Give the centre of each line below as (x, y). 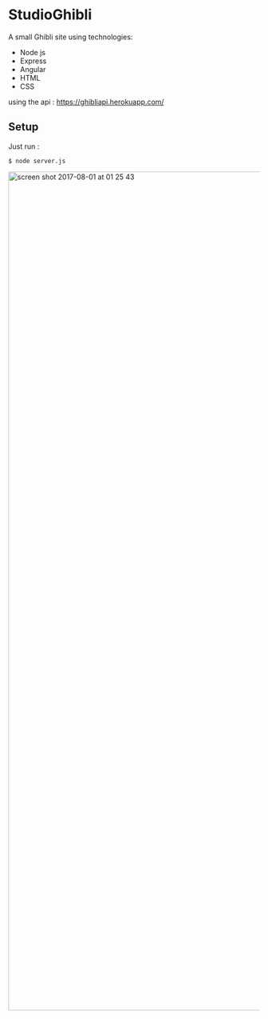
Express (33, 61)
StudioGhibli (50, 15)
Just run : (24, 146)
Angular (33, 69)
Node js (33, 52)
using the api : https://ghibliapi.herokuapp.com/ (87, 102)
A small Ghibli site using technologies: (71, 37)
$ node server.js (37, 161)
